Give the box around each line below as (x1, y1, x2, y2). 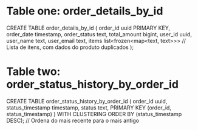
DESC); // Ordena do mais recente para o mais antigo (6, 117, 140, 124)
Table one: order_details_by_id (6, 4, 163, 18)
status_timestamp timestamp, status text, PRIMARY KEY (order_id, (6, 104, 172, 111)
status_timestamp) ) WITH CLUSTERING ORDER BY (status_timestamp (6, 110, 182, 117)
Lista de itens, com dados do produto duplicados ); (6, 44, 134, 51)
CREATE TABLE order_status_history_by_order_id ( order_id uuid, (6, 97, 168, 105)
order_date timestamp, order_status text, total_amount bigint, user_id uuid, (6, 30, 193, 37)
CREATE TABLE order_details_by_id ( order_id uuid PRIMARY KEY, (6, 24, 171, 31)
